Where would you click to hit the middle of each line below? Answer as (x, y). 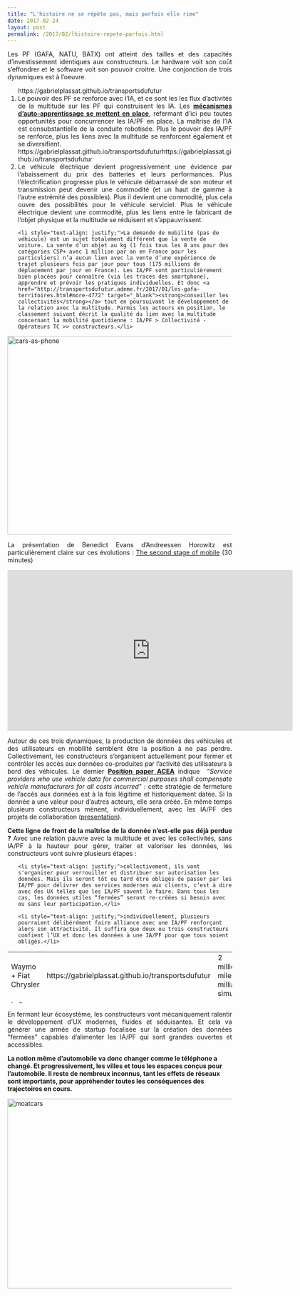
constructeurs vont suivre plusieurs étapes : (72, 854)
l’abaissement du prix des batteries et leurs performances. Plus (125, 174)
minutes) (20, 560)
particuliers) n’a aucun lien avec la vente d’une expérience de (117, 258)
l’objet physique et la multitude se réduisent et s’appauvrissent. (110, 220)
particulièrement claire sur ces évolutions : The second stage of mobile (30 (120, 553)
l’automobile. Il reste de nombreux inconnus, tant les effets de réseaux (114, 1074)
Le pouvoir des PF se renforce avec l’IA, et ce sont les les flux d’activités (125, 99)
